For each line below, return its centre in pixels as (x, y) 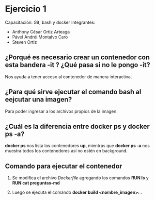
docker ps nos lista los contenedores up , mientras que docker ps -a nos (77, 146)
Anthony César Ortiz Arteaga (41, 32)
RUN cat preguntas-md (36, 183)
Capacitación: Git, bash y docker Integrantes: (50, 22)
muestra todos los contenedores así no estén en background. (66, 151)
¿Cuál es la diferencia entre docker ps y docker (77, 126)
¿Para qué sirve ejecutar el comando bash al (73, 92)
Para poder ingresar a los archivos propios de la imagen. (61, 111)
